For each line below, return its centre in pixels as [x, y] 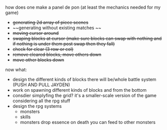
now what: [16, 70]
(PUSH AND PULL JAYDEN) [41, 85]
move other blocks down [38, 60]
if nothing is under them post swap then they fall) [64, 44]
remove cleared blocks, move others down [57, 54]
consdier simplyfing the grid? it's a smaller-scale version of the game [85, 95]
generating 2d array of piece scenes [50, 22]
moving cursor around [36, 33]
